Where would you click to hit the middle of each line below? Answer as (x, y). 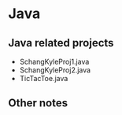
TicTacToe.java (44, 78)
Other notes (38, 103)
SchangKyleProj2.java (55, 70)
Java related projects (61, 43)
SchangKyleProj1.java (54, 61)
